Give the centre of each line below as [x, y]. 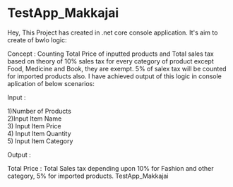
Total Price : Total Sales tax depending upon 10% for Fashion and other [110, 168]
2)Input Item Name [35, 119]
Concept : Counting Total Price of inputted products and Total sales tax [110, 54]
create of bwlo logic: [37, 40]
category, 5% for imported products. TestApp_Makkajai [88, 176]
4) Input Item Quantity [40, 133]
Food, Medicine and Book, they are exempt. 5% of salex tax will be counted [117, 68]
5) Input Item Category [40, 141]
